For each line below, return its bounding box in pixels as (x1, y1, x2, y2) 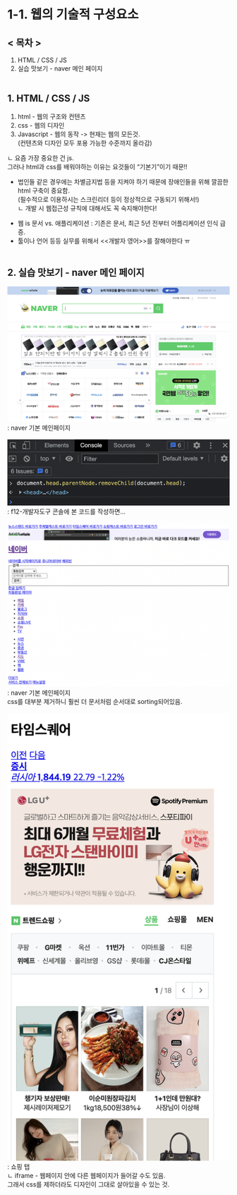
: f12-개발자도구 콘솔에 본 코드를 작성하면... (7, 507, 126, 516)
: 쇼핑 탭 (7, 1163, 30, 1171)
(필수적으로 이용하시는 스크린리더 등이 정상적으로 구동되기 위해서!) (17, 195, 200, 203)
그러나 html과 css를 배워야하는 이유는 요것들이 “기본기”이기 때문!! (7, 162, 188, 171)
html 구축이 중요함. (17, 186, 71, 195)
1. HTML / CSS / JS (7, 92, 90, 104)
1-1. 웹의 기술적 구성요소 (7, 6, 139, 23)
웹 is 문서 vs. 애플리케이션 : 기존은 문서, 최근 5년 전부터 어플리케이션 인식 (17, 219, 219, 227)
